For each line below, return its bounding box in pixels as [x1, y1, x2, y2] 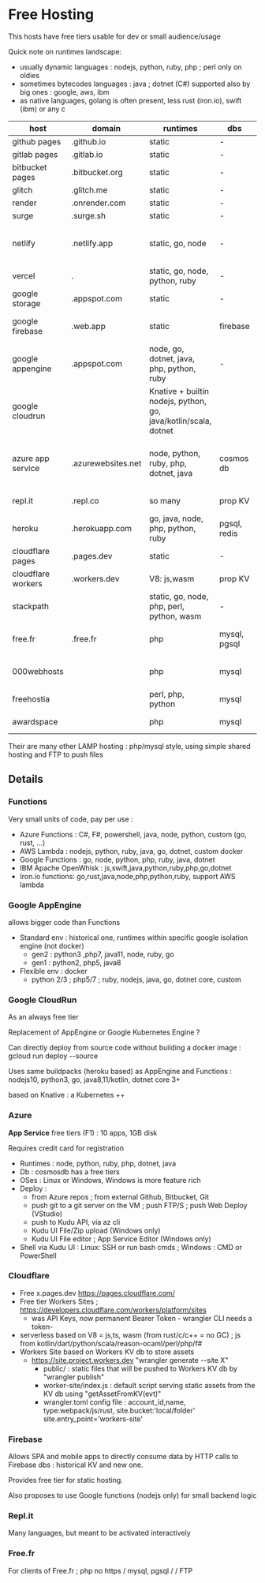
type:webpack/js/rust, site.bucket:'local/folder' [43, 1405, 196, 1415]
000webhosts [12, 665, 65, 676]
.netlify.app [71, 238, 113, 249]
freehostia [12, 693, 50, 704]
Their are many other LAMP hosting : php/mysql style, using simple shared [8, 741, 251, 750]
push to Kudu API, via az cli [31, 1217, 121, 1226]
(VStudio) [31, 1209, 63, 1218]
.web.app [71, 320, 106, 331]
